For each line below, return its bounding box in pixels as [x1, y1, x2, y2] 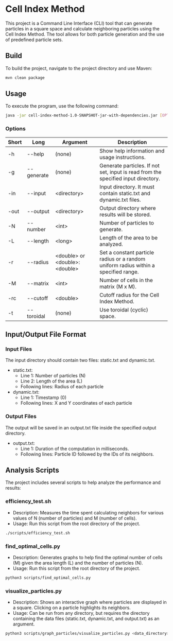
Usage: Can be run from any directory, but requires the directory [12, 610, 150, 616]
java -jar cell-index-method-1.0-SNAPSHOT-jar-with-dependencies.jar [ [5, 113, 162, 118]
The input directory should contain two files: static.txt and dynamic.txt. [5, 357, 155, 363]
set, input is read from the [99, 168, 162, 176]
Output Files [5, 413, 37, 420]
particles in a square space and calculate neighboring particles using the [5, 25, 160, 31]
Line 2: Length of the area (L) [20, 378, 83, 384]
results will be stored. [99, 211, 151, 218]
